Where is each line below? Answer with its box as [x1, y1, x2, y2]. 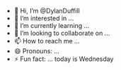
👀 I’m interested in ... [13, 14, 74, 22]
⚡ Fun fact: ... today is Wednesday [13, 55, 114, 63]
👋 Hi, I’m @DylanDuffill [13, 7, 80, 15]
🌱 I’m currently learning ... [13, 22, 90, 29]
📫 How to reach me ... [13, 37, 80, 45]
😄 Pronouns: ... [13, 47, 60, 55]
